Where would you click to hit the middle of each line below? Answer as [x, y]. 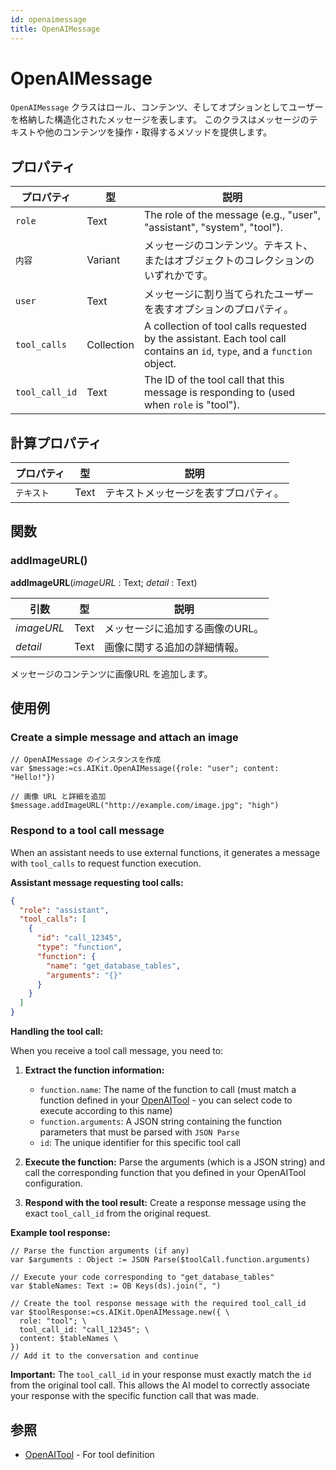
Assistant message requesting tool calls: [97, 882]
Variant [103, 260]
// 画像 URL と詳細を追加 [58, 797]
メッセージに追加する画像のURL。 [184, 628]
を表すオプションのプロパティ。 [218, 309]
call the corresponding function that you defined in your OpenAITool [165, 1173]
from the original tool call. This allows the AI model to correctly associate [160, 1385]
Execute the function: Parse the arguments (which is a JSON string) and [174, 1162]
